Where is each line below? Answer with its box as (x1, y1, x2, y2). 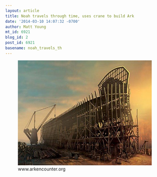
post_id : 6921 (5, 40, 35, 46)
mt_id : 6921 (5, 29, 30, 35)
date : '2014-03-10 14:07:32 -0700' (5, 19, 80, 24)
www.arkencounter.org (18, 166, 66, 172)
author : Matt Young (5, 24, 46, 29)
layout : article (5, 8, 39, 13)
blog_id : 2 (5, 35, 28, 40)
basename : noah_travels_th (5, 46, 62, 51)
